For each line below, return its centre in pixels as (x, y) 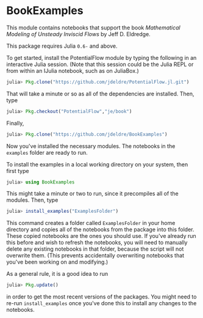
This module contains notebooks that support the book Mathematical (94, 28)
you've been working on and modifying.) (57, 262)
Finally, (15, 123)
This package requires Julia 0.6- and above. (62, 46)
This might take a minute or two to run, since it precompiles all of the (92, 194)
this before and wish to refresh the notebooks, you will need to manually (97, 243)
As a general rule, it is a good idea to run (57, 274)
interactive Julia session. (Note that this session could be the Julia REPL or (100, 64)
